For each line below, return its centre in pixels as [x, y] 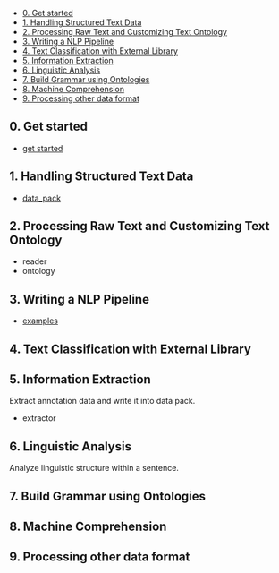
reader [34, 261]
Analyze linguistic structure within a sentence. [94, 468]
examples [40, 321]
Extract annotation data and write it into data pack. [102, 401]
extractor [39, 418]
